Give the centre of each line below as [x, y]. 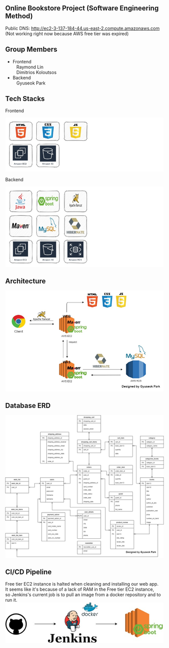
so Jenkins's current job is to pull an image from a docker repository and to [83, 595]
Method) [19, 16]
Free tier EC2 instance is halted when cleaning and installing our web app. [82, 584]
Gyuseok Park [31, 83]
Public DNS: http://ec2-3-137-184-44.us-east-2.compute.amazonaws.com [82, 28]
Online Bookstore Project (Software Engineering [82, 8]
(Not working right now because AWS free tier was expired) [67, 33]
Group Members [31, 50]
